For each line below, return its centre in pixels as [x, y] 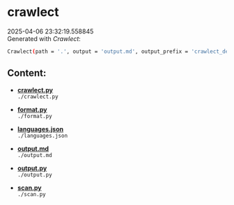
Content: [27, 73]
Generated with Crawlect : [44, 38]
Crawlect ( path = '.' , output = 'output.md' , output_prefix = [98, 51]
